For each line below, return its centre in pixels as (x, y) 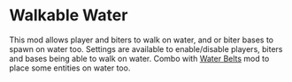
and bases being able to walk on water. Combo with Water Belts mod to (139, 58)
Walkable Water (69, 15)
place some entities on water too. (70, 68)
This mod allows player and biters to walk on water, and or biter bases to (142, 40)
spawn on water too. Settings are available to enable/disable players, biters (146, 48)
